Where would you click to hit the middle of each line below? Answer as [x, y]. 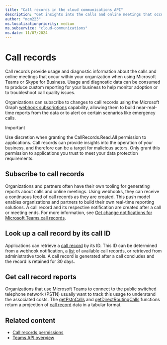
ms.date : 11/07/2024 [27, 33]
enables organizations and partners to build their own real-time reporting [80, 202]
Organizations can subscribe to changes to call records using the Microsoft [82, 102]
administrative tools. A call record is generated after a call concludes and [80, 256]
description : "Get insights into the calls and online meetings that [79, 14]
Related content [30, 320]
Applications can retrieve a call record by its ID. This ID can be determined [81, 245]
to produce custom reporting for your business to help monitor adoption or [82, 87]
